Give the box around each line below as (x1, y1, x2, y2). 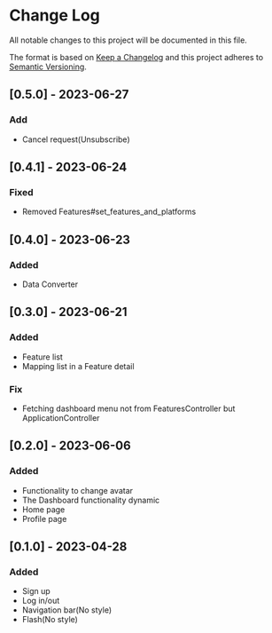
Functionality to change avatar (21, 485, 134, 495)
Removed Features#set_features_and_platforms (21, 206, 197, 218)
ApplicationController (21, 412, 100, 423)
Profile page (21, 513, 67, 524)
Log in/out (21, 596, 60, 606)
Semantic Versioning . (9, 61, 87, 72)
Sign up (21, 586, 51, 597)
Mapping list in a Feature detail (21, 360, 135, 371)
